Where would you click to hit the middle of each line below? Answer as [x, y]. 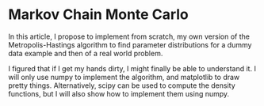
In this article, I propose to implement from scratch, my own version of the [129, 36]
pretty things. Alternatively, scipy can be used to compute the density [122, 85]
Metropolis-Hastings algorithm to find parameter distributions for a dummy [130, 44]
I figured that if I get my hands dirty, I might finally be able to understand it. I [132, 68]
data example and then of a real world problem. [86, 53]
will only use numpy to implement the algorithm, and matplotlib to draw [124, 77]
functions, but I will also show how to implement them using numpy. [119, 93]
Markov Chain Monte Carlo [98, 15]
